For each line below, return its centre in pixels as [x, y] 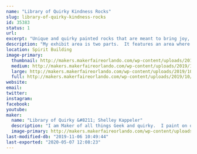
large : [19, 71]
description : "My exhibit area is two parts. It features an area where [98, 45]
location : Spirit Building [39, 50]
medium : [21, 66]
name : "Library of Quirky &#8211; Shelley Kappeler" [77, 121]
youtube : [17, 109]
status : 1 [18, 28]
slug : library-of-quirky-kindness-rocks [56, 17]
